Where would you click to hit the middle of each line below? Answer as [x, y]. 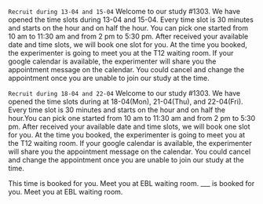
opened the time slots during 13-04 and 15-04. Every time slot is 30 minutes [131, 20]
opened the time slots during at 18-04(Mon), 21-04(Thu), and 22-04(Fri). [126, 102]
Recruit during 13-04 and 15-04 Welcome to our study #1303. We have [124, 11]
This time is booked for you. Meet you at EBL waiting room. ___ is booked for [131, 183]
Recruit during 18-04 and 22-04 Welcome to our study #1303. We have [124, 93]
